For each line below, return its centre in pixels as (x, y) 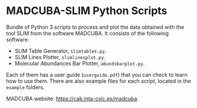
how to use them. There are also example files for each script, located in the (98, 81)
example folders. (26, 87)
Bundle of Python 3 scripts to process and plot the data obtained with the (95, 27)
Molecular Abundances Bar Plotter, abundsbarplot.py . (80, 63)
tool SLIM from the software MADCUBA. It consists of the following (88, 33)
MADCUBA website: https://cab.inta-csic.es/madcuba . (72, 99)
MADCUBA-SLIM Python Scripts (87, 11)
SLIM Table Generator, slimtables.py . (60, 50)
